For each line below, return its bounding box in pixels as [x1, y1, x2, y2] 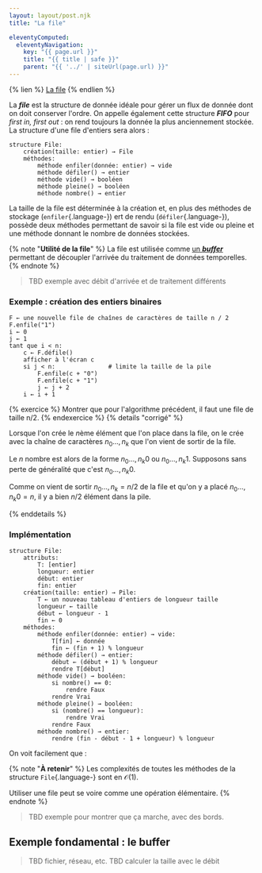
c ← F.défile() [23, 349, 74, 357]
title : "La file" [9, 19, 66, 27]
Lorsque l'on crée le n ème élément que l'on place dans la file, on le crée [9, 428, 245, 438]
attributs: [23, 554, 59, 562]
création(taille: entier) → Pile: [23, 589, 137, 597]
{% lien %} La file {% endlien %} [9, 84, 116, 94]
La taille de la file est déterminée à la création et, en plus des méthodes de [9, 203, 252, 213]
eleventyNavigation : [16, 41, 84, 48]
